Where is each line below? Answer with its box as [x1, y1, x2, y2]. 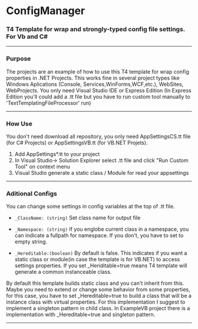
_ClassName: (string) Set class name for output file [14, 214, 141, 221]
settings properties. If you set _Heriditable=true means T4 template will [14, 262, 187, 269]
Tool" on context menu [14, 163, 71, 170]
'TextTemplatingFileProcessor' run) [6, 99, 91, 107]
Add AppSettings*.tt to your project [14, 151, 100, 158]
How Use [6, 119, 32, 128]
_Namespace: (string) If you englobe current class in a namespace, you [14, 225, 189, 233]
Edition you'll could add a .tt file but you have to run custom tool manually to [6, 93, 190, 100]
